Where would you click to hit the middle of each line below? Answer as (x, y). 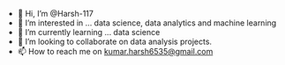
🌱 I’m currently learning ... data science (89, 32)
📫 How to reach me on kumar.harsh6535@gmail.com (115, 51)
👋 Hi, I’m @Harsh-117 (56, 14)
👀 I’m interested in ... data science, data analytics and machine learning (147, 23)
